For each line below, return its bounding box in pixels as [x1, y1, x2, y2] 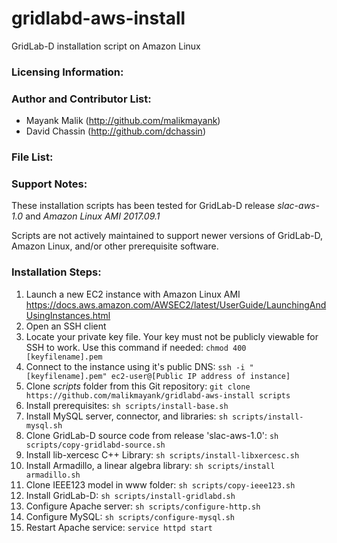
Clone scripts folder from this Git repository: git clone [25, 380, 251, 392]
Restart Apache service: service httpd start [25, 521, 213, 533]
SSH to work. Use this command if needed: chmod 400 [25, 341, 247, 353]
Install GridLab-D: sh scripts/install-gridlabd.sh [25, 489, 236, 501]
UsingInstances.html [25, 309, 111, 321]
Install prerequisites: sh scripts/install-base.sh [25, 399, 229, 411]
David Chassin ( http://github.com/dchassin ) [25, 125, 207, 137]
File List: [11, 150, 54, 164]
